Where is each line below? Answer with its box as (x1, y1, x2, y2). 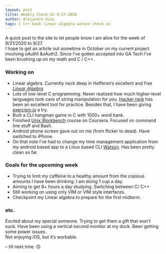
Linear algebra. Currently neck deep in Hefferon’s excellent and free (12, 80, 152, 86)
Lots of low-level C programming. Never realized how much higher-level (12, 90, 161, 96)
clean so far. (12, 149, 38, 155)
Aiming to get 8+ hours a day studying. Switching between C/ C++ (12, 183, 150, 189)
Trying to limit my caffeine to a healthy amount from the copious (12, 173, 145, 179)
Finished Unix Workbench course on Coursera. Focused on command (12, 117, 156, 123)
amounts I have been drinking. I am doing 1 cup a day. (12, 178, 123, 184)
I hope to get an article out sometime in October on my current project (5, 45, 150, 51)
